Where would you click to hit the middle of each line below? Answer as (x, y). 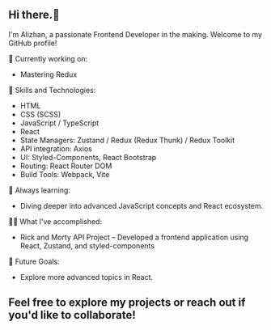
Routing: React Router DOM (66, 166)
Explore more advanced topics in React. (87, 277)
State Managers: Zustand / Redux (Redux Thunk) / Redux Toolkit (127, 140)
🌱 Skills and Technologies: (52, 90)
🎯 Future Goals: (34, 261)
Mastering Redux (49, 74)
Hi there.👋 (34, 15)
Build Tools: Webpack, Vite (65, 174)
